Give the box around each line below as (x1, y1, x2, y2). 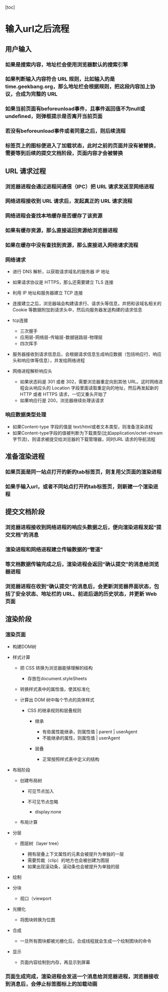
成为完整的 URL (20, 91, 57, 98)
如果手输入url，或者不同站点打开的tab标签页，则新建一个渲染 (5, 483, 153, 490)
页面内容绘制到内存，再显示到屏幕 (19, 959, 90, 965)
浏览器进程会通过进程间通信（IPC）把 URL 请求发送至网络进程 (5, 183, 154, 190)
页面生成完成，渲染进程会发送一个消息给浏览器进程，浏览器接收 (5, 973, 159, 980)
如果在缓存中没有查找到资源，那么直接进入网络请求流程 (5, 242, 138, 249)
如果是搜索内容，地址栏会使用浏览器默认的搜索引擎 (5, 61, 128, 68)
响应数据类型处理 (5, 411, 46, 418)
